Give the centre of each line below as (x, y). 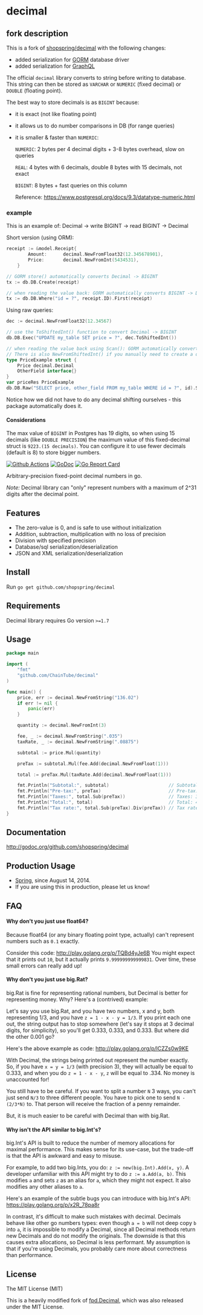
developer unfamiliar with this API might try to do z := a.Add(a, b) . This (96, 1174)
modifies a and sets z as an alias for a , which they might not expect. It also (98, 1180)
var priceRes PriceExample (40, 383)
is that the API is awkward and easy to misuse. (64, 1156)
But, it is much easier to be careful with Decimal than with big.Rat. (88, 1116)
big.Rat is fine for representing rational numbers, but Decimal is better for (97, 993)
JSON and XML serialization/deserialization (69, 553)
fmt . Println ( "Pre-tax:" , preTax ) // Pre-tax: (108, 791)
